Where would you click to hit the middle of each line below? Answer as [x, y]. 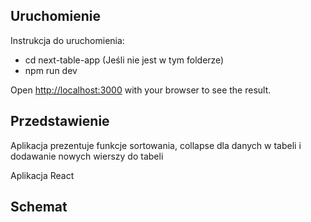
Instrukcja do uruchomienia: [67, 40]
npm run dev [51, 70]
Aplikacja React [42, 175]
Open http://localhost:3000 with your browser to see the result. [141, 90]
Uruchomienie [55, 16]
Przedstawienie [60, 121]
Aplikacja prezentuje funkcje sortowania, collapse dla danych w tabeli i [156, 145]
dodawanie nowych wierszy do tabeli [87, 156]
